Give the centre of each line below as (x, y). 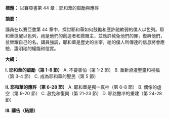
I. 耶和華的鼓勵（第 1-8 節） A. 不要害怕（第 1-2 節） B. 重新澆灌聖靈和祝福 (83, 70)
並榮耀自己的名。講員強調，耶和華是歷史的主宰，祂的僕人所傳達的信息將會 (83, 42)
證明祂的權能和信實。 (36, 48)
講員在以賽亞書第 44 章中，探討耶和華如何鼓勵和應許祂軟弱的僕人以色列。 (82, 29)
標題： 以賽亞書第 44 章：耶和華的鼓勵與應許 (52, 8)
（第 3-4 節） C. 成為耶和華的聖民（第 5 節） (52, 76)
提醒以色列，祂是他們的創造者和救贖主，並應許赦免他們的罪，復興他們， (89, 36)
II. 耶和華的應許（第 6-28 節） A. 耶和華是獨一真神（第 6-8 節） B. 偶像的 (81, 87)
